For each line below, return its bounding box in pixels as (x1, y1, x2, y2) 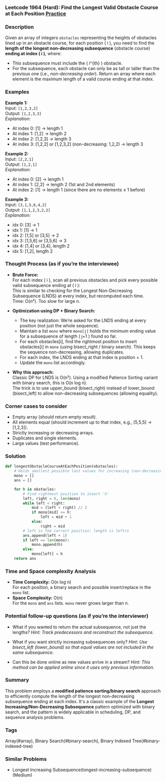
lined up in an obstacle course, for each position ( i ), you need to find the (5, 40, 155, 46)
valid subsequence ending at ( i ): (12, 282, 81, 288)
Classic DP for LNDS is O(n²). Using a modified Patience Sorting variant (12, 374, 158, 380)
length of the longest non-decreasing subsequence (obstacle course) (5, 45, 151, 51)
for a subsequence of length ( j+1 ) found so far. (19, 333, 117, 339)
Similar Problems (5, 756, 47, 763)
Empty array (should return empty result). (12, 414, 97, 420)
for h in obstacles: (14, 487, 56, 492)
